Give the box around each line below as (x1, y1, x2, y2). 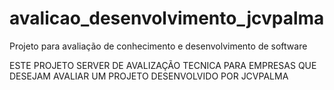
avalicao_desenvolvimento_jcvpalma (9, 7, 325, 30)
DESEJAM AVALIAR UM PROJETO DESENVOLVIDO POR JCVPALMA (9, 70, 289, 82)
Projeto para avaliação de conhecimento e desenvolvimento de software (9, 40, 308, 52)
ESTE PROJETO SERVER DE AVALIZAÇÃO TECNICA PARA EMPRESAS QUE (9, 59, 317, 71)
